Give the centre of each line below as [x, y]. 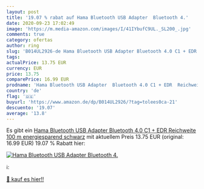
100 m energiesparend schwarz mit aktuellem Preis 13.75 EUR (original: [95, 137]
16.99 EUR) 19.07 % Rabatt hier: [46, 144]
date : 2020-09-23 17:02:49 [40, 23]
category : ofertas [29, 40]
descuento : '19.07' [31, 108]
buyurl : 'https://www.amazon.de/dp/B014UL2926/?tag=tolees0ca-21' [92, 102]
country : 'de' [24, 91]
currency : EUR [24, 68]
